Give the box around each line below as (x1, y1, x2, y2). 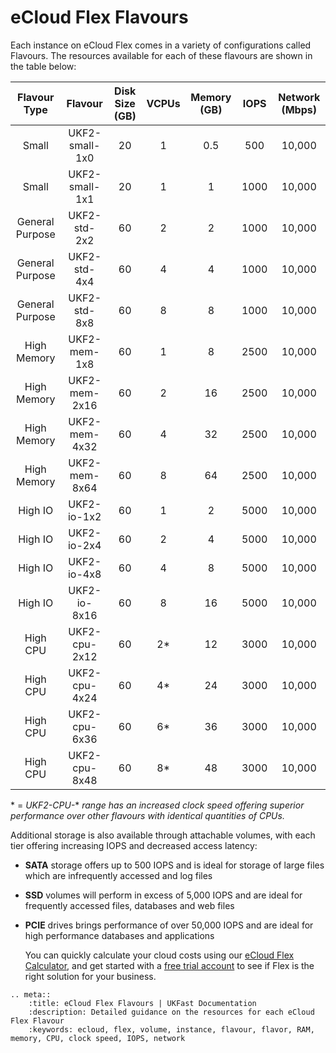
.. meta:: (10, 989, 52, 1000)
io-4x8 (67, 567, 102, 581)
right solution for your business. (24, 970, 157, 982)
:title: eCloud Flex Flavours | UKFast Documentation (28, 998, 257, 1008)
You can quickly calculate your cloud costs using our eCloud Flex (24, 949, 295, 961)
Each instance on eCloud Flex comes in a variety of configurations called (10, 39, 312, 51)
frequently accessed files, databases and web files (24, 899, 235, 911)
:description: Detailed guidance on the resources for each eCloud (28, 1007, 315, 1017)
